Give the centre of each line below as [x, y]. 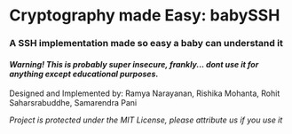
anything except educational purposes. [84, 74]
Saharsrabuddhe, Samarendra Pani [73, 103]
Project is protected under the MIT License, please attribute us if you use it [146, 120]
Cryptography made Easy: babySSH [145, 16]
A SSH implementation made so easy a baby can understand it [146, 43]
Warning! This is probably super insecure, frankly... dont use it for [134, 64]
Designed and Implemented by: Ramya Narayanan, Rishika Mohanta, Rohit [145, 93]
